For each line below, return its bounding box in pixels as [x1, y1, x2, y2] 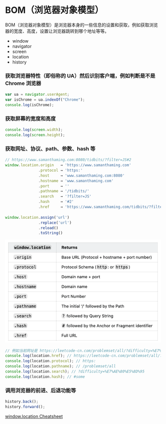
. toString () [38, 231, 63, 236]
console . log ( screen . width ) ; [5, 127, 63, 132]
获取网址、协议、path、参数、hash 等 [5, 145, 95, 152]
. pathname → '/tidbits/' [38, 189, 90, 194]
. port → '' [38, 183, 70, 188]
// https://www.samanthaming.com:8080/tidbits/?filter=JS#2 [5, 157, 132, 163]
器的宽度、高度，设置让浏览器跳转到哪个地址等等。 [5, 28, 109, 34]
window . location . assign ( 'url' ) [5, 215, 70, 220]
